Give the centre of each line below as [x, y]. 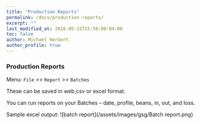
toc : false [20, 34]
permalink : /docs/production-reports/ [55, 17]
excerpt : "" [21, 23]
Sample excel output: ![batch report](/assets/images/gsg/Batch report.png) [100, 114]
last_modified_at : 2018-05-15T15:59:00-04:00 [64, 29]
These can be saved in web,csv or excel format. [66, 91]
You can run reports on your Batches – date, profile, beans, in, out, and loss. [101, 103]
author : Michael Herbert [37, 40]
